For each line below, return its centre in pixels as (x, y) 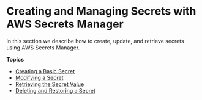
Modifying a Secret (39, 77)
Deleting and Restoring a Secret (55, 90)
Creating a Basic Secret (45, 71)
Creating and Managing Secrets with (101, 11)
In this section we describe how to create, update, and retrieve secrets (95, 41)
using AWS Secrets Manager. (43, 48)
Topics (15, 59)
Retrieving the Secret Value (50, 84)
